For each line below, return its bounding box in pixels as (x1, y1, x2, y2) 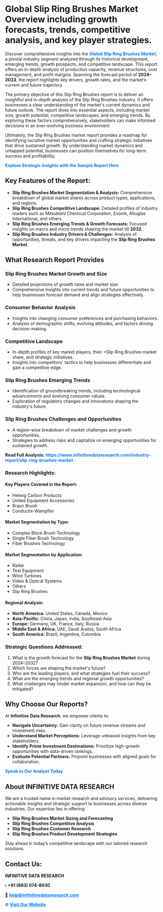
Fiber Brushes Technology (12, 540, 65, 546)
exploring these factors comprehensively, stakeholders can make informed (5, 117, 156, 123)
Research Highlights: (5, 469, 56, 476)
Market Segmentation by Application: (5, 551, 83, 557)
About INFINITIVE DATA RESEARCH (5, 782, 115, 791)
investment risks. (12, 728, 47, 733)
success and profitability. (5, 153, 56, 159)
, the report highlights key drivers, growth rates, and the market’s (16, 77, 146, 83)
